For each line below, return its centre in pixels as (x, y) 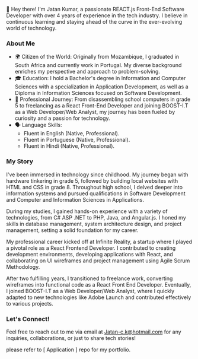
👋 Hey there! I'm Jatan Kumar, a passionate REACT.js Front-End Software (95, 9)
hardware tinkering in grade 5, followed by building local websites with (92, 180)
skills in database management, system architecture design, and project (94, 224)
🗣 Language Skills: (38, 125)
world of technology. (31, 28)
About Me (21, 43)
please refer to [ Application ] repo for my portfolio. (68, 350)
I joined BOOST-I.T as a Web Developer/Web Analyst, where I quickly (90, 291)
